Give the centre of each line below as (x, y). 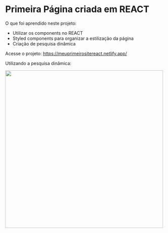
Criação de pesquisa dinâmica (44, 43)
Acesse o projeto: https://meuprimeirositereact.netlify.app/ (66, 53)
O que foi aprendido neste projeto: (41, 23)
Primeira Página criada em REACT (77, 9)
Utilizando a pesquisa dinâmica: (38, 63)
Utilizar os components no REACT (48, 33)
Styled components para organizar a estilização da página (73, 38)
